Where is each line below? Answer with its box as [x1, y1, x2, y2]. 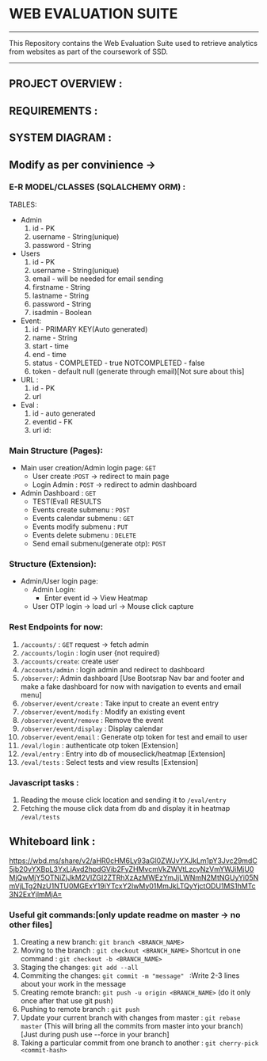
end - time [32, 349, 67, 359]
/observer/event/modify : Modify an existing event [20, 706, 185, 717]
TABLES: [9, 200, 38, 209]
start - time [32, 341, 70, 351]
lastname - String [32, 291, 90, 300]
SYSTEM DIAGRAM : [9, 131, 112, 145]
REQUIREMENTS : [9, 104, 98, 117]
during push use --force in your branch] [39, 1030, 170, 1040]
